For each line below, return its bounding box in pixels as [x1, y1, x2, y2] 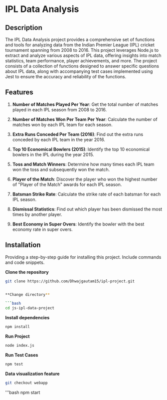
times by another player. [12, 211, 62, 217]
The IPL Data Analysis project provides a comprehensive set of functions [5, 36, 155, 42]
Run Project [5, 333, 30, 339]
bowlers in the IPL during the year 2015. [12, 151, 94, 158]
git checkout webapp [5, 380, 48, 385]
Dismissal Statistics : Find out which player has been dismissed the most [12, 206, 163, 212]
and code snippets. [5, 259, 45, 265]
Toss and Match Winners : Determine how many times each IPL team [12, 161, 155, 167]
